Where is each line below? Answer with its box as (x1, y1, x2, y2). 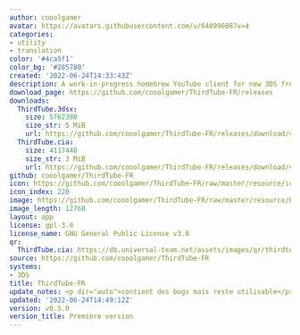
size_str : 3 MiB (25, 154, 87, 163)
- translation (9, 46, 62, 55)
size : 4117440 (25, 146, 78, 155)
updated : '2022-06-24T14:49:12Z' (9, 296, 134, 305)
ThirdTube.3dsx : (17, 105, 78, 113)
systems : (9, 263, 42, 272)
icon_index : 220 (9, 188, 70, 197)
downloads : (9, 96, 50, 105)
